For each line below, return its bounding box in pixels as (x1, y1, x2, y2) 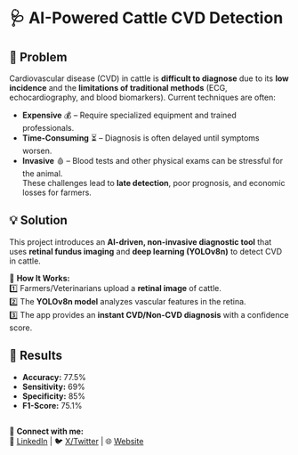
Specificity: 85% (21, 390, 86, 402)
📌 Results (9, 348, 62, 363)
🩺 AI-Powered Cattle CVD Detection (9, 8, 284, 28)
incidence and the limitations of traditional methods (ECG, (9, 83, 229, 93)
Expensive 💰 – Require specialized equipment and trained (21, 110, 238, 120)
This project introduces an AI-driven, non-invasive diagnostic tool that (9, 236, 272, 247)
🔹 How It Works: (9, 272, 70, 283)
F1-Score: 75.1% (21, 400, 83, 410)
